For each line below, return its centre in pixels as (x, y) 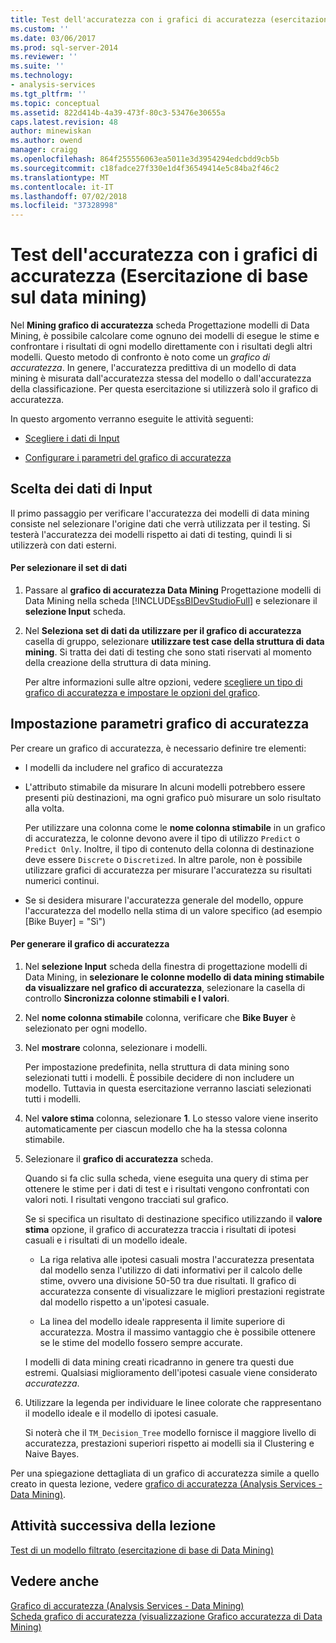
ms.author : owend (46, 141)
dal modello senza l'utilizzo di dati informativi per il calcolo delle (171, 1270)
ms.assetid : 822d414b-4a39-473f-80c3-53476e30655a (118, 112)
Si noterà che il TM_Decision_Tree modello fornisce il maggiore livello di (170, 1433)
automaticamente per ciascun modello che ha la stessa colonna (156, 1129)
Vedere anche (55, 1581)
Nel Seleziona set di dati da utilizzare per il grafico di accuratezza (163, 631)
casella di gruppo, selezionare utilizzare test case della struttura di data (174, 642)
